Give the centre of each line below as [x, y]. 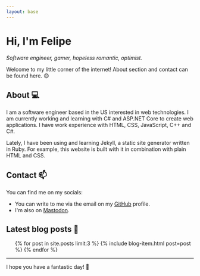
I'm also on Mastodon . [42, 210]
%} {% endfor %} [36, 250]
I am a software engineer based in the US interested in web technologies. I [98, 112]
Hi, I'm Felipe [39, 41]
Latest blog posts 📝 [43, 229]
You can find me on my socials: [45, 193]
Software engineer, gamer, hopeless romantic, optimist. [74, 58]
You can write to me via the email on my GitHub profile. [82, 204]
